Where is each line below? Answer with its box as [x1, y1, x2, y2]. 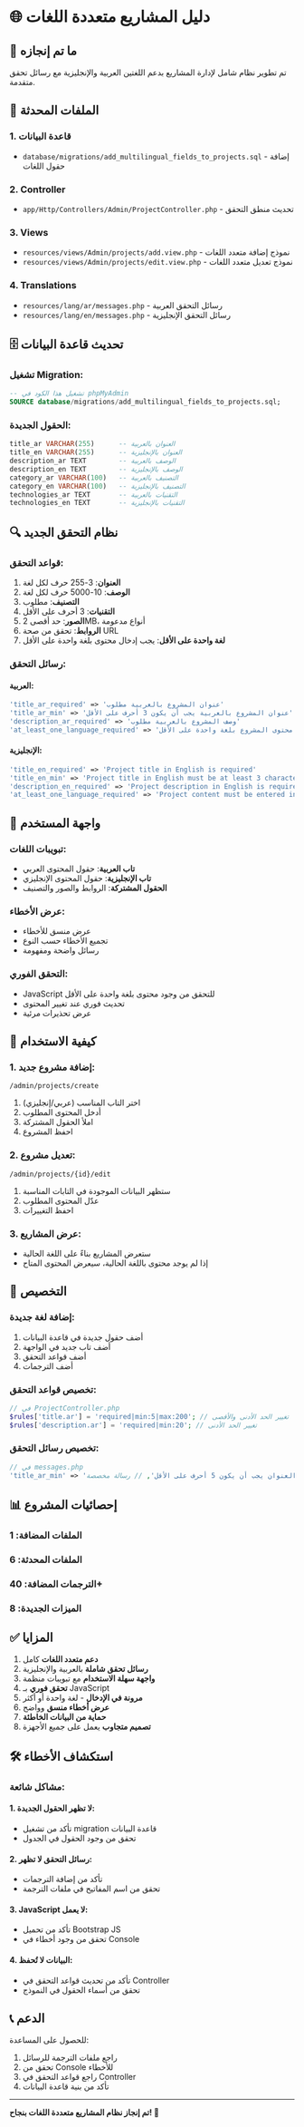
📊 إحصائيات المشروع [9, 1497, 118, 1512]
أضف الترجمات [22, 1360, 74, 1371]
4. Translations [9, 279, 77, 292]
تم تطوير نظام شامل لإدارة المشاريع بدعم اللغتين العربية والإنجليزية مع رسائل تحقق [9, 67, 287, 78]
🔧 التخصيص [9, 1284, 68, 1299]
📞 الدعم [9, 2010, 45, 2025]
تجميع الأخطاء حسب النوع [22, 936, 109, 947]
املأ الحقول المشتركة [22, 1117, 93, 1128]
